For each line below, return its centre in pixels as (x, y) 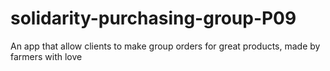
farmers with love (46, 56)
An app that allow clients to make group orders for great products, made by (165, 46)
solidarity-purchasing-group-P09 (153, 18)
